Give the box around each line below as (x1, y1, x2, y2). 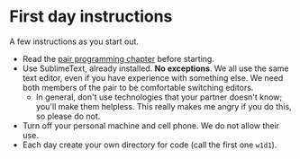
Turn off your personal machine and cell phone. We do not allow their (22, 119, 280, 131)
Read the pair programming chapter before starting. (22, 53, 214, 64)
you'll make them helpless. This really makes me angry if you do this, (35, 101, 292, 111)
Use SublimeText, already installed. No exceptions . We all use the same (22, 63, 289, 74)
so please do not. (35, 110, 101, 121)
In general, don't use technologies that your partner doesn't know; (35, 92, 283, 102)
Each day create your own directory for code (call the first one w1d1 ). (22, 139, 277, 150)
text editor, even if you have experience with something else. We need (22, 72, 284, 83)
